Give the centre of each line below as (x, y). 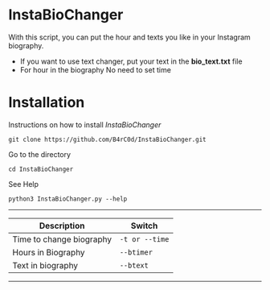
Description (62, 226)
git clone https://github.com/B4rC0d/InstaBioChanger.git (107, 139)
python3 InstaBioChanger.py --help (68, 199)
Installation (47, 103)
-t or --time (144, 239)
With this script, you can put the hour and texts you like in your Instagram (129, 37)
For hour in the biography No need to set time (95, 69)
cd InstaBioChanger (41, 169)
